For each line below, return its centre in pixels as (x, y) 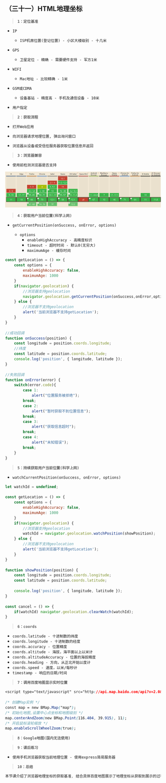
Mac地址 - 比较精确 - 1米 (44, 79)
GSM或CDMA (22, 88)
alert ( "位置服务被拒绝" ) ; (56, 396)
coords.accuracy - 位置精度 (40, 647)
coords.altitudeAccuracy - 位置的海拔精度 (54, 658)
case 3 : (31, 421)
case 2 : (31, 406)
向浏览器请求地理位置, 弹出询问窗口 (44, 136)
